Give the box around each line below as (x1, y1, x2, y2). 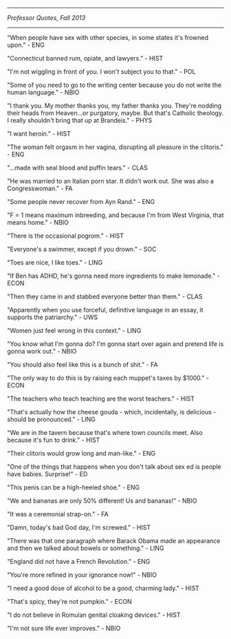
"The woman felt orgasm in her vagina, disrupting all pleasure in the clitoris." (7, 143, 223, 151)
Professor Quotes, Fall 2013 (7, 14, 86, 21)
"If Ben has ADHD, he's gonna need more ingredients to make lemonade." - (7, 272, 220, 280)
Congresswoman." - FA (7, 184, 73, 192)
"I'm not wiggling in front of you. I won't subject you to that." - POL (7, 68, 196, 76)
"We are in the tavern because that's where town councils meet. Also (7, 429, 203, 436)
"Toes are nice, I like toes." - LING (7, 258, 103, 266)
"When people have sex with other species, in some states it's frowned (7, 34, 208, 41)
